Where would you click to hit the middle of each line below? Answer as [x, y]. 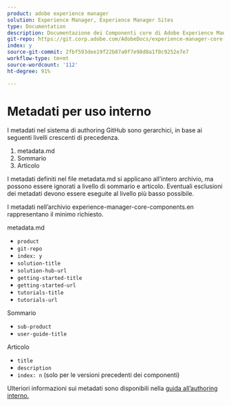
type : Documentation [37, 26]
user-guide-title [42, 334]
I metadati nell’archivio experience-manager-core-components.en [101, 207]
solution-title [39, 264]
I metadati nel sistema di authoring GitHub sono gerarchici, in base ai [105, 130]
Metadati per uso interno [79, 111]
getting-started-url [46, 286]
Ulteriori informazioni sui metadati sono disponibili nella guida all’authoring [112, 388]
